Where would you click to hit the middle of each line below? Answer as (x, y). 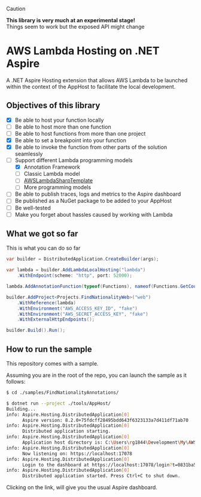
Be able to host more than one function (63, 127)
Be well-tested (33, 208)
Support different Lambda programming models (74, 160)
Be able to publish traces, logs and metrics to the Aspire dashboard (98, 194)
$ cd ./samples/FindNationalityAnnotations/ (63, 393)
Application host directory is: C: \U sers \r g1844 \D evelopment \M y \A (106, 442)
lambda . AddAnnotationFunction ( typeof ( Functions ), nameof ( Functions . (93, 287)
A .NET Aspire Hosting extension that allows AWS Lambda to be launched (97, 80)
